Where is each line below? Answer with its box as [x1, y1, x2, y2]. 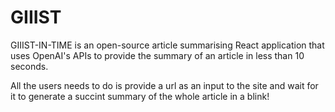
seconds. [10, 60, 49, 72]
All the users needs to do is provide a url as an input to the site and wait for [10, 79, 319, 91]
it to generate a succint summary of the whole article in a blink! [10, 90, 270, 102]
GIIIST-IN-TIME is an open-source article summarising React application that [10, 39, 325, 51]
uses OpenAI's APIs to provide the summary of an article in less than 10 [10, 49, 305, 61]
